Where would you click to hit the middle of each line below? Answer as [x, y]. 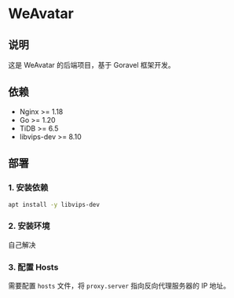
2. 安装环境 [29, 226]
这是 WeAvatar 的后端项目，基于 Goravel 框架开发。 [91, 65]
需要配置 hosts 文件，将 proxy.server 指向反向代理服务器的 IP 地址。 [119, 285]
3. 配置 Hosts [33, 267]
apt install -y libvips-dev [54, 204]
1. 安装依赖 [28, 188]
